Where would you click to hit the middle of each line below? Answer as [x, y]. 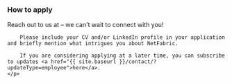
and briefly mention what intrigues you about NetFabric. [93, 44]
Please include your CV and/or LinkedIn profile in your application [123, 37]
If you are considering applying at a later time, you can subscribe [123, 56]
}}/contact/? [138, 62]
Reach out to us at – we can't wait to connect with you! [85, 25]
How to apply [30, 10]
